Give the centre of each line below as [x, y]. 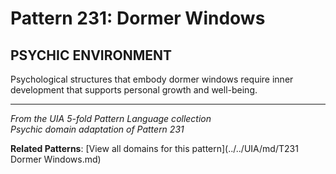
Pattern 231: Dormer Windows [138, 18]
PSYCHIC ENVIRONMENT [91, 55]
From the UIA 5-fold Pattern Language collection [111, 118]
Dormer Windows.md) [56, 159]
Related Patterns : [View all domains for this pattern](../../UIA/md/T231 [154, 148]
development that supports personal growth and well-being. [134, 90]
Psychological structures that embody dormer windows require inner [152, 79]
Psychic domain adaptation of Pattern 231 [97, 129]
